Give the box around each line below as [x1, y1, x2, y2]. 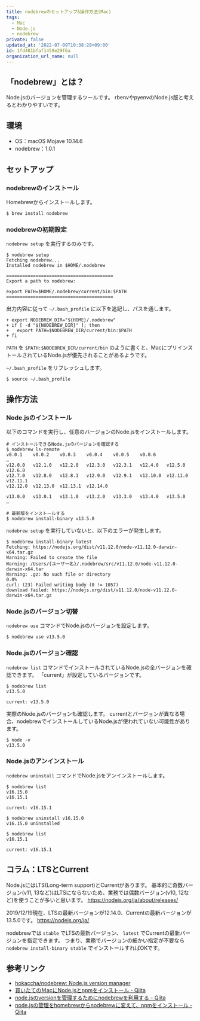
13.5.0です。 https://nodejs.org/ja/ [6, 916, 90, 923]
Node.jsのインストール [6, 414, 72, 422]
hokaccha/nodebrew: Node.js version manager [14, 980, 131, 987]
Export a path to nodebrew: [6, 278, 76, 284]
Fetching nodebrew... [6, 257, 60, 263]
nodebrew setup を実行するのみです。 [6, 240, 97, 247]
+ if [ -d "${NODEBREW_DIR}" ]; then [6, 323, 100, 329]
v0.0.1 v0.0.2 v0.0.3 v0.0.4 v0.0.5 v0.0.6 [6, 451, 156, 458]
